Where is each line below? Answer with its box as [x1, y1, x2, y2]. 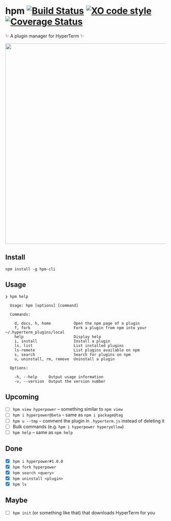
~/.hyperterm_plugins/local [5, 330, 65, 335]
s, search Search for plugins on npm [14, 352, 131, 357]
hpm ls [12, 482, 27, 487]
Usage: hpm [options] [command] [10, 303, 79, 308]
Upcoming [5, 392, 39, 401]
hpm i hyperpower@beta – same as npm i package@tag [12, 412, 123, 418]
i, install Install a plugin [14, 338, 110, 344]
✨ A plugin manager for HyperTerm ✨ [5, 33, 84, 39]
